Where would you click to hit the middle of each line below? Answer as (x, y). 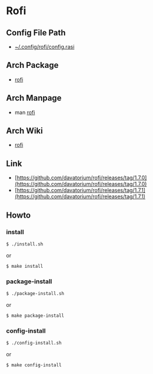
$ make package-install (35, 316)
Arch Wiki (24, 131)
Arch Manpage (34, 98)
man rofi (25, 112)
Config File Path (36, 33)
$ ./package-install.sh (35, 293)
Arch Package (32, 65)
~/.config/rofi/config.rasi (44, 47)
